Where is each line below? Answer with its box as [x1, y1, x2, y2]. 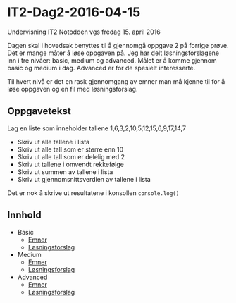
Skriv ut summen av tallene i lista [17, 167, 113, 176]
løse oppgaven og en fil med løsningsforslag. [7, 85, 138, 93]
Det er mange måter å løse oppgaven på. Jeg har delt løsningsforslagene [7, 49, 220, 57]
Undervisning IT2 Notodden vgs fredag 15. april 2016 [7, 27, 161, 36]
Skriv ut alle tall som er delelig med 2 [17, 152, 125, 161]
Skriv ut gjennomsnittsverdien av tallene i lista [17, 175, 151, 183]
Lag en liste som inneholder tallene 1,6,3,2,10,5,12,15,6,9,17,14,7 [7, 124, 187, 132]
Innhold [7, 209, 42, 221]
